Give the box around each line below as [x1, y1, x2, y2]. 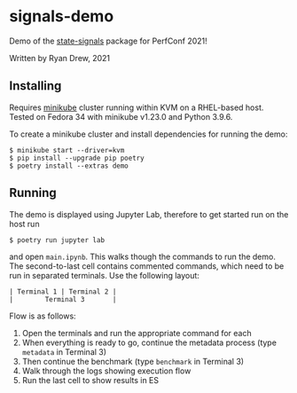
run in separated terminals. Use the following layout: [9, 270, 199, 280]
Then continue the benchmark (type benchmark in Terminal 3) [21, 356, 245, 366]
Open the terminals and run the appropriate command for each [21, 327, 252, 338]
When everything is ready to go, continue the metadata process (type [21, 337, 277, 348]
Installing [9, 78, 62, 94]
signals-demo [9, 6, 114, 27]
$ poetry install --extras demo [9, 161, 129, 170]
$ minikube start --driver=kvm [9, 145, 125, 154]
